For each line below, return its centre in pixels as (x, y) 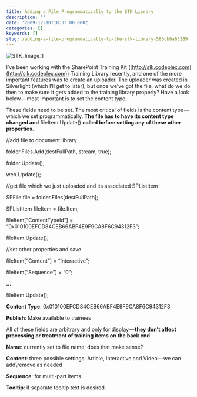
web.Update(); (24, 174)
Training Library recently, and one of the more (126, 73)
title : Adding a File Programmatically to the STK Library (80, 12)
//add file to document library (42, 140)
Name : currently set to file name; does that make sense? (75, 347)
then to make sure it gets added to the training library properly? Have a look (98, 92)
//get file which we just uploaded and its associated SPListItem (82, 186)
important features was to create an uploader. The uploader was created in (97, 80)
